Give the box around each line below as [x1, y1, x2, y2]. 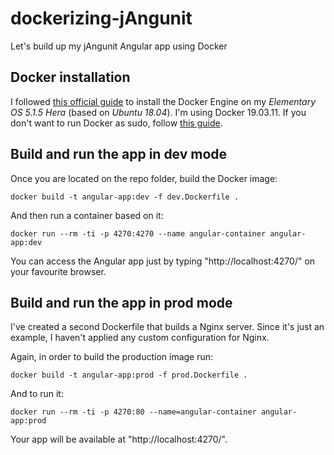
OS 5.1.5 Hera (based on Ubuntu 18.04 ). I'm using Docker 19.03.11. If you [10, 106, 307, 118]
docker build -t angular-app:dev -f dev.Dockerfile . [10, 192, 240, 202]
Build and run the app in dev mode [10, 146, 228, 163]
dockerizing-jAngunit [10, 7, 193, 30]
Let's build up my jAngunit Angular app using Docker [10, 40, 228, 52]
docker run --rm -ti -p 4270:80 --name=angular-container [10, 407, 257, 417]
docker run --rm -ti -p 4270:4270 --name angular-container [10, 228, 267, 239]
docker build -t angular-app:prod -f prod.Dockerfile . [10, 370, 248, 381]
